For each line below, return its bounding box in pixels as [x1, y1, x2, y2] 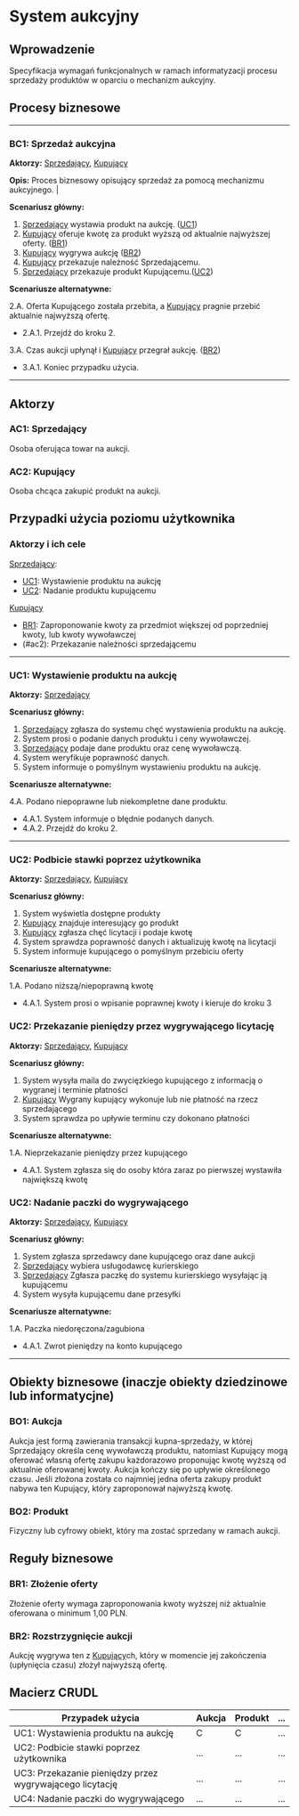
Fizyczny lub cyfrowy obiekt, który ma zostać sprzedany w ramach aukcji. [9, 1525, 280, 1535]
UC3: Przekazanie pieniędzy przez [13, 1766, 158, 1779]
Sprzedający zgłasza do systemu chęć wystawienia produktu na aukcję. [21, 724, 287, 735]
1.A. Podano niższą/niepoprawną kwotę [9, 981, 154, 991]
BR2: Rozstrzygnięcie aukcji [9, 1630, 133, 1642]
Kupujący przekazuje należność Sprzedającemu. [21, 257, 201, 268]
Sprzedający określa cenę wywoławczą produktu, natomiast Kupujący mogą [9, 1445, 288, 1455]
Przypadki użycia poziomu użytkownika [9, 511, 236, 526]
